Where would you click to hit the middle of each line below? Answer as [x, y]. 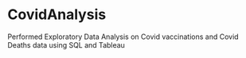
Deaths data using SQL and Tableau [66, 44]
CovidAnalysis [57, 15]
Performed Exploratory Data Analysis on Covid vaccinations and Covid [123, 37]
